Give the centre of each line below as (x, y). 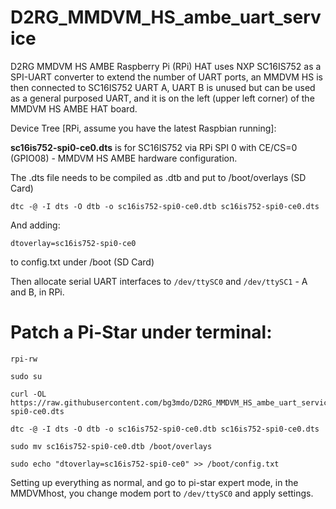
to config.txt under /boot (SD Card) (82, 262)
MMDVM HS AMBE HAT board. (74, 108)
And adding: (35, 225)
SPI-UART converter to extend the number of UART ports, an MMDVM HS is (166, 77)
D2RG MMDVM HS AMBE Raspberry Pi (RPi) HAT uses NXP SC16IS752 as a (166, 66)
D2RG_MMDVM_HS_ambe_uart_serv (166, 17)
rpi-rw (24, 359)
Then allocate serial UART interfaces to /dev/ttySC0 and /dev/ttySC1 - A (159, 281)
